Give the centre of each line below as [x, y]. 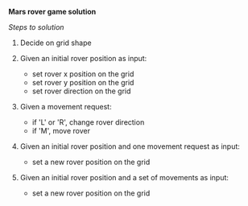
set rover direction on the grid [81, 91]
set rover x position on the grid [83, 74]
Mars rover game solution [52, 12]
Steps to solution [36, 27]
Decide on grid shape [56, 43]
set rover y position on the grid [83, 82]
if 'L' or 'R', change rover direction [88, 122]
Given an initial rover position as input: [83, 58]
